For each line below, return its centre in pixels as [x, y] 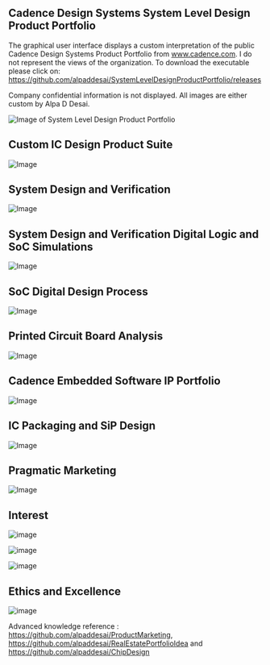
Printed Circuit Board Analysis [86, 337]
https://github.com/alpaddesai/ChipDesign [79, 651]
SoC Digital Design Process [78, 291]
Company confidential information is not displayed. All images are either [128, 95]
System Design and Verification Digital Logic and [134, 234]
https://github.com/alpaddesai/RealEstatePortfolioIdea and [106, 643]
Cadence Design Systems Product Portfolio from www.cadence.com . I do [130, 54]
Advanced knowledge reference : [64, 626]
